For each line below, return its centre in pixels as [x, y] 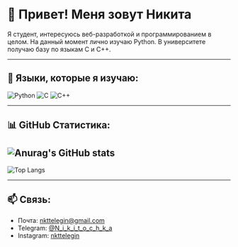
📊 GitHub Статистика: [59, 125]
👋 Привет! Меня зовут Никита [100, 15]
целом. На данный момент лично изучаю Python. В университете [107, 41]
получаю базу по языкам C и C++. [59, 49]
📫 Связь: [29, 200]
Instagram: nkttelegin [49, 235]
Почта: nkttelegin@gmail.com [61, 220]
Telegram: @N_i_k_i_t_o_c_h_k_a [65, 228]
